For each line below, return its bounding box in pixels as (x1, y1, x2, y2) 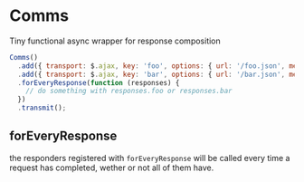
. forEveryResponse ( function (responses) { (17, 78, 180, 87)
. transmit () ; (17, 103, 67, 113)
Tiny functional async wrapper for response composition (9, 35, 222, 46)
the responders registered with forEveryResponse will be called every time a (9, 152, 290, 163)
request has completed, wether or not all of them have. (9, 162, 214, 173)
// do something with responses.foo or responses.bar (25, 87, 233, 96)
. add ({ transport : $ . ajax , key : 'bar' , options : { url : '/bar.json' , (17, 70, 286, 79)
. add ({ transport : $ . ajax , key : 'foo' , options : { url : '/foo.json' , (17, 61, 286, 71)
